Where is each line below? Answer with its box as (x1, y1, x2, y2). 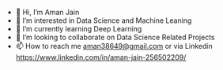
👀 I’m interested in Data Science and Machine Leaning (15, 16, 192, 25)
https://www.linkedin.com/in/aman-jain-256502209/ (15, 53, 187, 62)
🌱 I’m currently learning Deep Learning (15, 24, 142, 33)
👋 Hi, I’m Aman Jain (15, 8, 80, 17)
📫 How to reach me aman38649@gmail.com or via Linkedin (15, 42, 213, 50)
